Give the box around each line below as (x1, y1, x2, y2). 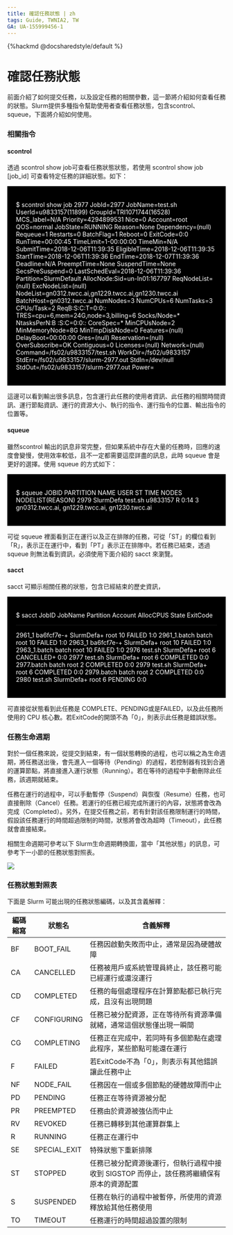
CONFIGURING (34, 1015, 83, 1024)
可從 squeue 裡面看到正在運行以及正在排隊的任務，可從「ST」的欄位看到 (7, 532, 216, 541)
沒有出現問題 (110, 997, 153, 1006)
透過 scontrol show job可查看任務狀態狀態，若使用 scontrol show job (7, 163, 203, 172)
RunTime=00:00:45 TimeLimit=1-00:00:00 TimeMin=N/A (16, 238, 178, 246)
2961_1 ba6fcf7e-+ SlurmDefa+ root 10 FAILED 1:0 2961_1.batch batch (16, 630, 213, 639)
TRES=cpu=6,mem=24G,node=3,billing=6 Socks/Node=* (16, 311, 180, 320)
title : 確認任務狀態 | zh (7, 10, 76, 17)
